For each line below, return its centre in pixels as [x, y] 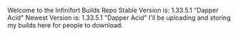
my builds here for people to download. [65, 25]
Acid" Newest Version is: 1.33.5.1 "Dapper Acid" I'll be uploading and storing [119, 18]
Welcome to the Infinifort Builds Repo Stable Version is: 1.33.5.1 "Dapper [113, 10]
